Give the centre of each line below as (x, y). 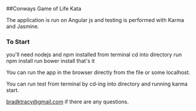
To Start (18, 42)
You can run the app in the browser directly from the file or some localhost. (98, 72)
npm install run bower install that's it (51, 61)
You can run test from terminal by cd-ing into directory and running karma (97, 84)
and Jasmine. (23, 26)
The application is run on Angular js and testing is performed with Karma (95, 20)
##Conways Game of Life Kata (44, 9)
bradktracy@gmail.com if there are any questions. (68, 102)
